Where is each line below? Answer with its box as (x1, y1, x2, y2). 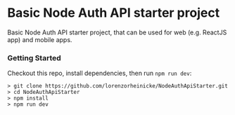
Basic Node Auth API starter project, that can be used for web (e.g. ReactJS (7, 28, 227, 36)
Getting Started (7, 53, 61, 62)
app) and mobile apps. (7, 35, 72, 43)
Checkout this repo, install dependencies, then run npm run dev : (7, 69, 192, 78)
